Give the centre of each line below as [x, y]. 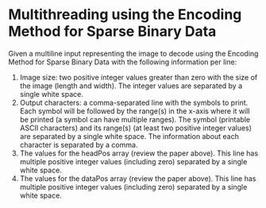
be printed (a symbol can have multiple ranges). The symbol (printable [135, 119]
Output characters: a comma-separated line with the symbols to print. [134, 102]
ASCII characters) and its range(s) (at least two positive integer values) [136, 128]
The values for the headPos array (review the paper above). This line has [139, 153]
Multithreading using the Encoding [125, 15]
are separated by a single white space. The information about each [129, 136]
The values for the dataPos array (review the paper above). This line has [138, 178]
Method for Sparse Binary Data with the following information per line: [123, 62]
